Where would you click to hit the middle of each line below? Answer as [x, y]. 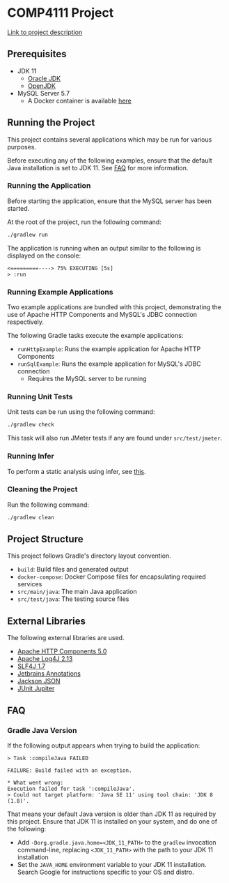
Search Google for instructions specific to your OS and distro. [105, 872]
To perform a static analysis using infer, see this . [77, 471]
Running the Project [51, 123]
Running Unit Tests [40, 396]
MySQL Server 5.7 [44, 93]
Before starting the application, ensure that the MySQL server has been [110, 201]
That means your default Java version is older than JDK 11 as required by [112, 814]
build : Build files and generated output [73, 570]
